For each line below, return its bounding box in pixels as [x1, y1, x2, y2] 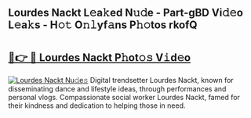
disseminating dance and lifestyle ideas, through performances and [8, 84, 227, 93]
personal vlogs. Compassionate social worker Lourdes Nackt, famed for [8, 93, 241, 102]
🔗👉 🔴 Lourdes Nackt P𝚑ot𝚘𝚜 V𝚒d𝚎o [8, 51, 191, 64]
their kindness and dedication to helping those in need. [8, 101, 186, 110]
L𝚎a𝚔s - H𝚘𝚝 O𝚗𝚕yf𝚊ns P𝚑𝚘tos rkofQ [8, 19, 198, 32]
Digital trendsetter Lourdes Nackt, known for [89, 76, 234, 84]
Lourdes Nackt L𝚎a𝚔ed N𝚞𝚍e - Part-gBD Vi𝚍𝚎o [8, 6, 243, 20]
